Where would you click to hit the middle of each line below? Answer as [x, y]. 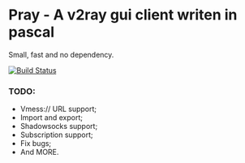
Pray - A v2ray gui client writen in [123, 15]
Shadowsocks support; [59, 127]
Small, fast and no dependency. [61, 54]
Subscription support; [56, 135]
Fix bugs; [36, 144]
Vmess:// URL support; [58, 109]
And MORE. [39, 152]
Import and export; [52, 118]
